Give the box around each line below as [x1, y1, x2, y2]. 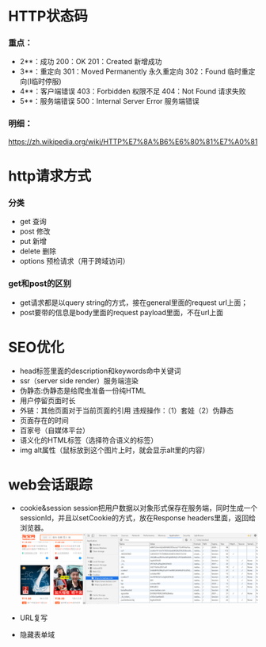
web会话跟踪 [8, 476, 93, 493]
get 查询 [19, 217, 47, 226]
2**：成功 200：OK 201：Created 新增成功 [19, 57, 162, 67]
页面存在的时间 [19, 415, 69, 424]
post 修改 [19, 226, 51, 236]
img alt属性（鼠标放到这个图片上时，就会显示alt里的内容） [19, 445, 210, 455]
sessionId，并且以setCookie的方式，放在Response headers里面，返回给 [19, 513, 256, 523]
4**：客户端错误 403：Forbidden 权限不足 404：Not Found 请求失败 [19, 86, 246, 96]
